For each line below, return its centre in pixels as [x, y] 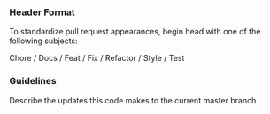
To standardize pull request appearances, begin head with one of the [135, 32]
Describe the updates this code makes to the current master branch [133, 100]
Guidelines [33, 81]
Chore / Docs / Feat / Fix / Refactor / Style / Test [97, 58]
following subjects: [43, 41]
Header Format [42, 12]
